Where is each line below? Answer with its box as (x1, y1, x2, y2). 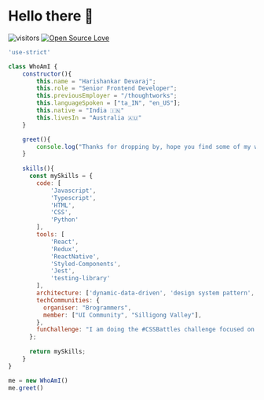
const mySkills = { (28, 172, 93, 180)
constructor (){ (22, 70, 72, 78)
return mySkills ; (28, 348, 86, 356)
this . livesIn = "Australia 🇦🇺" (36, 113, 142, 121)
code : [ (36, 179, 61, 187)
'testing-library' (49, 275, 111, 283)
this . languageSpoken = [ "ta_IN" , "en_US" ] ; (36, 99, 181, 107)
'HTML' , (49, 201, 76, 209)
